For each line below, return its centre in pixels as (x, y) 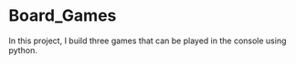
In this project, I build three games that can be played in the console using (148, 41)
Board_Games (63, 16)
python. (23, 50)
